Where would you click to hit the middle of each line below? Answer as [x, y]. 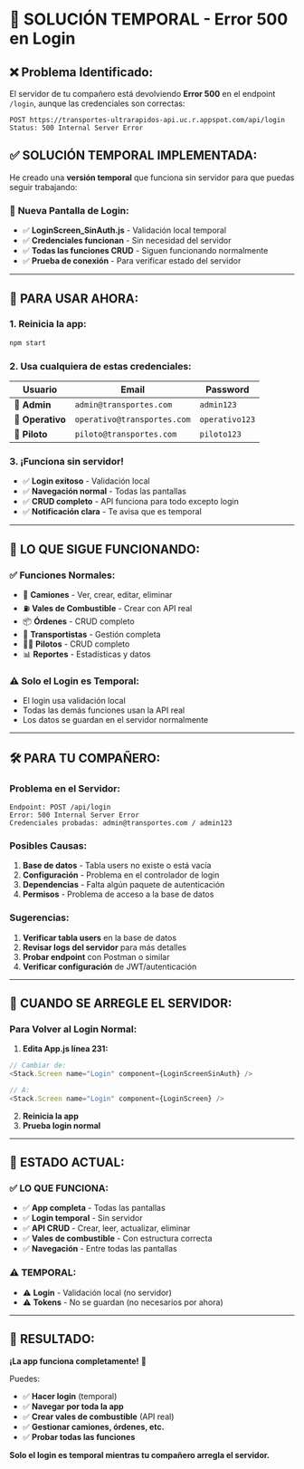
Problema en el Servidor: [65, 788]
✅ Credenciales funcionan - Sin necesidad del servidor [127, 241]
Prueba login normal [62, 1125]
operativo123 [228, 419]
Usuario [40, 389]
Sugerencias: [39, 917]
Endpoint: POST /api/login [60, 807]
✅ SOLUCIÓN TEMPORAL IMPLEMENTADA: [133, 155]
